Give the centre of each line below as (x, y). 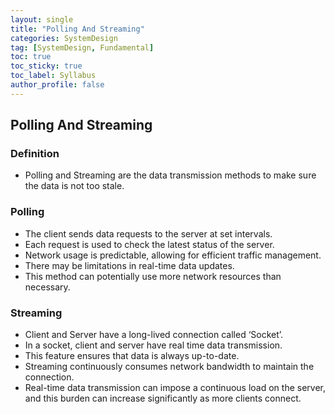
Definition (35, 154)
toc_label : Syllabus (53, 76)
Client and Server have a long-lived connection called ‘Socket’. (154, 335)
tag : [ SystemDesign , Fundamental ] (82, 47)
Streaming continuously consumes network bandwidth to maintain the (169, 367)
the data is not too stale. (74, 186)
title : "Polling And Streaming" (77, 29)
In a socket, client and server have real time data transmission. (153, 345)
